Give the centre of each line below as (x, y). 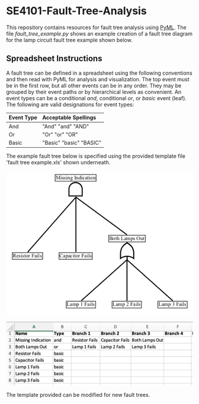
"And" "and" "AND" (66, 126)
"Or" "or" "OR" (60, 134)
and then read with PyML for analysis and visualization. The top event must (98, 79)
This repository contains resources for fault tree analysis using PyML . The (96, 27)
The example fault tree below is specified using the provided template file (96, 156)
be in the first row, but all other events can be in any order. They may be (94, 85)
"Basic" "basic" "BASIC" (72, 143)
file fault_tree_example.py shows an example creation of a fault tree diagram (99, 33)
